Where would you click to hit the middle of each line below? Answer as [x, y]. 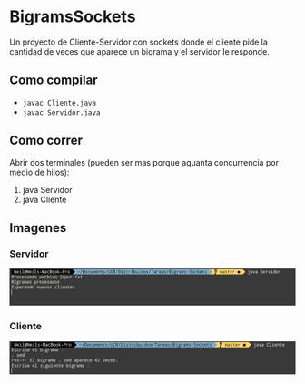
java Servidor [47, 189]
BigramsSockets [73, 17]
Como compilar [54, 81]
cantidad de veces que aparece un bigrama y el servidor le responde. [139, 51]
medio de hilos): [39, 172]
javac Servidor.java [61, 112]
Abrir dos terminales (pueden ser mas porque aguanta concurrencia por [144, 162]
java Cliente [44, 199]
